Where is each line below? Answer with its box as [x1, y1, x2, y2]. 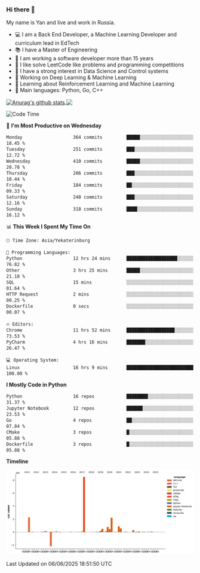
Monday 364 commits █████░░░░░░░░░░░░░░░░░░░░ [6, 134, 194, 140]
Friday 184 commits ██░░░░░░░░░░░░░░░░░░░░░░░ [6, 182, 194, 188]
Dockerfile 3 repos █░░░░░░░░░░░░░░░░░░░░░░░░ [6, 441, 194, 447]
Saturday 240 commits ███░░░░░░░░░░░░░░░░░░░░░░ [6, 194, 194, 200]
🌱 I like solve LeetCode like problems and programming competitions [14, 61, 184, 68]
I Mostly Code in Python [6, 381, 67, 388]
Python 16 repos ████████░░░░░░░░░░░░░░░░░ [6, 393, 194, 400]
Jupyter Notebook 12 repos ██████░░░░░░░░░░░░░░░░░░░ [6, 405, 194, 412]
